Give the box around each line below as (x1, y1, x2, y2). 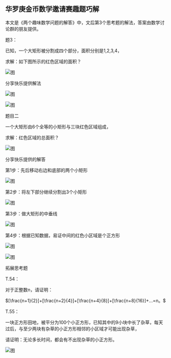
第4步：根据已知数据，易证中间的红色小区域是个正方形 (5, 232, 120, 238)
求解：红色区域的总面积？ (5, 135, 59, 141)
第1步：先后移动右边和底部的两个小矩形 (5, 167, 88, 173)
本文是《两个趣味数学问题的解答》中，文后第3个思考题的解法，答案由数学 (5, 19, 160, 26)
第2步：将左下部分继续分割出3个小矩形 (5, 189, 87, 195)
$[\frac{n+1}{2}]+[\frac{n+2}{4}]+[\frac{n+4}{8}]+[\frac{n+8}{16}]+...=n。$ (5, 297, 166, 303)
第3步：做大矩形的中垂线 (5, 210, 58, 216)
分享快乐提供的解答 (5, 156, 46, 162)
